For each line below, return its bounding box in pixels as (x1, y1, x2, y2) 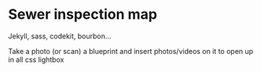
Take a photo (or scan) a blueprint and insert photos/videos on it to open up (8, 46, 254, 56)
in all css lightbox (8, 55, 64, 64)
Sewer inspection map (8, 5, 157, 23)
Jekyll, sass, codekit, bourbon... (8, 31, 112, 41)
